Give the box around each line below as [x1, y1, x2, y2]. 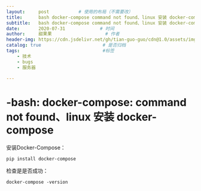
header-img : [6, 37, 36, 43]
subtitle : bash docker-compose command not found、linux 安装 [6, 20, 167, 26]
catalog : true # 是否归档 [6, 43, 126, 48]
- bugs [17, 59, 33, 65]
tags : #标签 [6, 48, 115, 54]
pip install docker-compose [6, 156, 77, 162]
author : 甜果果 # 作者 [6, 31, 120, 37]
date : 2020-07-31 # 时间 [6, 25, 115, 32]
